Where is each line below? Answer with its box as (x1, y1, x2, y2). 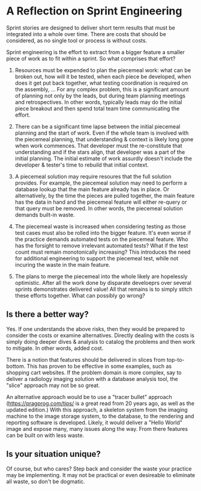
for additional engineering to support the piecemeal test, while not (14, 254, 179, 262)
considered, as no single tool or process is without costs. (6, 37, 148, 44)
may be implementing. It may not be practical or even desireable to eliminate (6, 471, 196, 478)
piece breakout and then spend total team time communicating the (14, 105, 180, 112)
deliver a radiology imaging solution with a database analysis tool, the (6, 375, 178, 382)
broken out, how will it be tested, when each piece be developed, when (14, 73, 191, 80)
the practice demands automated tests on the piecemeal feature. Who (14, 236, 188, 243)
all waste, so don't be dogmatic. (6, 478, 85, 485)
